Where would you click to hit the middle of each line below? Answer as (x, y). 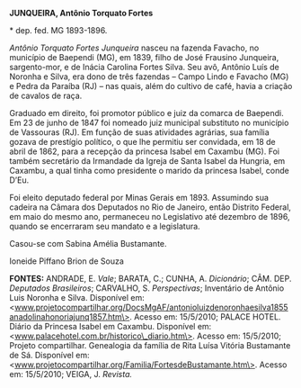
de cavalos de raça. (46, 95)
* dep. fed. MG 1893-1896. (58, 30)
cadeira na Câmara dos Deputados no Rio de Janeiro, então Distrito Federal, (150, 207)
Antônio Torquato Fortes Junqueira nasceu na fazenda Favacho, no (134, 48)
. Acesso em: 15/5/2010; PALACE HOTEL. (205, 317)
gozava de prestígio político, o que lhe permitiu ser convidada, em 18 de (142, 142)
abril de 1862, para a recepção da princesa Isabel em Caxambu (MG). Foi (145, 151)
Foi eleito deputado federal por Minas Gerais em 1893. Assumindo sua (139, 198)
